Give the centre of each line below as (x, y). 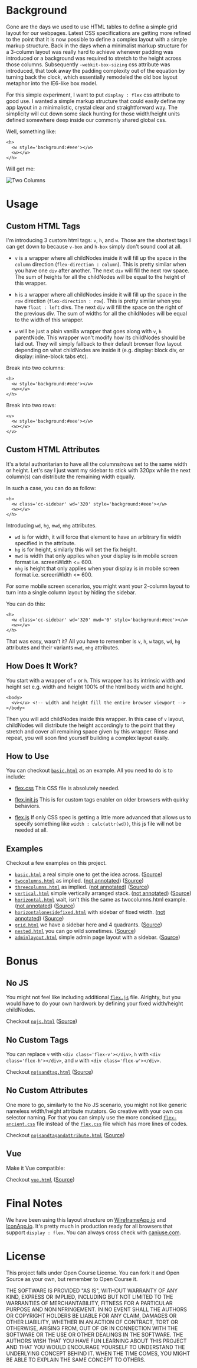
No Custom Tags (37, 1040)
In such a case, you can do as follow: (51, 488)
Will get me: (21, 169)
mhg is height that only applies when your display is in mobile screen (97, 568)
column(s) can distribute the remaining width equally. (71, 477)
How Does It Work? (42, 666)
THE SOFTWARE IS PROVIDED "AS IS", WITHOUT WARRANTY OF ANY (92, 1290)
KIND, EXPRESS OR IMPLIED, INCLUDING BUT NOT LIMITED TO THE (90, 1296)
